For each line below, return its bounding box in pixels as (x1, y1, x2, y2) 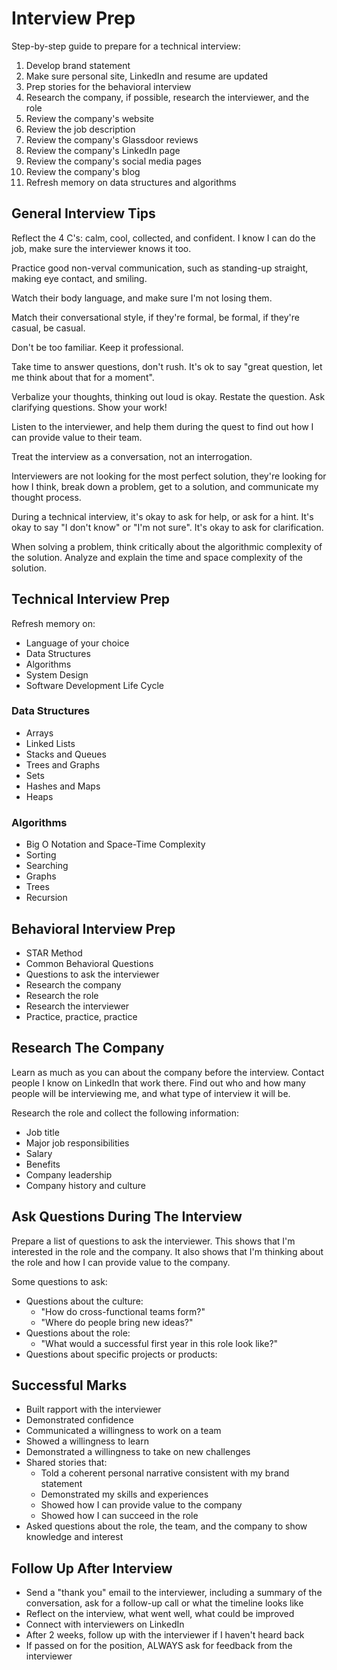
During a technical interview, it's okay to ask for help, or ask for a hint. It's (11, 510, 314, 522)
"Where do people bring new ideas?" (40, 1316, 194, 1328)
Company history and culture (25, 1179, 146, 1191)
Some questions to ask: (11, 1275, 108, 1287)
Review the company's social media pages (25, 155, 202, 167)
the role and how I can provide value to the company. (11, 1256, 231, 1268)
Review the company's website (25, 112, 155, 124)
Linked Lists (25, 737, 76, 749)
